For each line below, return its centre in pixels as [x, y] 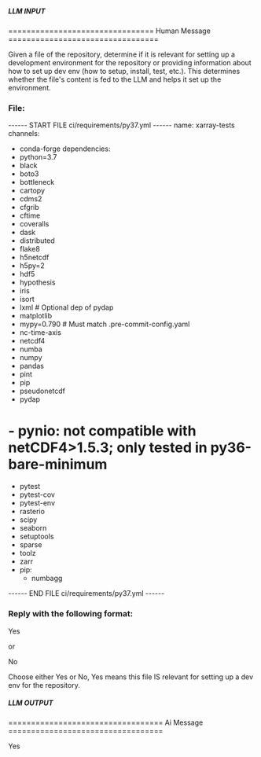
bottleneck [37, 182]
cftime [30, 215]
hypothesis [37, 282]
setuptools [37, 537]
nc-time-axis [40, 333]
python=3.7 [38, 157]
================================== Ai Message [106, 722]
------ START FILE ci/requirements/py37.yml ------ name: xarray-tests [122, 125]
